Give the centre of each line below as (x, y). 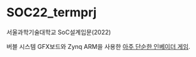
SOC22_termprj (52, 13)
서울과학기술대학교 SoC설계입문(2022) (59, 32)
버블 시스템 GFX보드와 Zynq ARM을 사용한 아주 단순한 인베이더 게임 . (98, 46)
